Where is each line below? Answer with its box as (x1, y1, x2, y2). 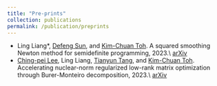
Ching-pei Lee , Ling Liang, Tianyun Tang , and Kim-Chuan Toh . (17, 56, 195, 65)
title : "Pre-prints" (7, 10, 67, 17)
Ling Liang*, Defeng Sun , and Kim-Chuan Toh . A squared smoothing (17, 42, 211, 50)
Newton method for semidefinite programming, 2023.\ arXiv (17, 49, 187, 57)
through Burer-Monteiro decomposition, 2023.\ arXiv (17, 71, 167, 79)
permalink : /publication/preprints (7, 23, 110, 30)
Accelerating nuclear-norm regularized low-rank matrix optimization (17, 63, 211, 72)
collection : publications (7, 17, 81, 23)
